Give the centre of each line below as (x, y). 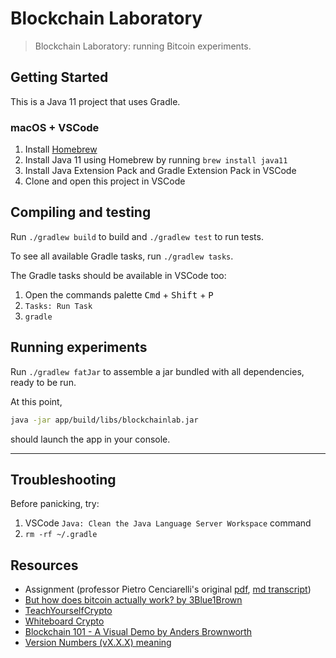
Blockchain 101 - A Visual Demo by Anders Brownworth (138, 632)
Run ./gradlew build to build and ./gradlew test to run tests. (137, 236)
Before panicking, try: (55, 504)
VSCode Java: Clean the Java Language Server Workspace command (168, 523)
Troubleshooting (63, 479)
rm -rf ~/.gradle (61, 535)
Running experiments (79, 347)
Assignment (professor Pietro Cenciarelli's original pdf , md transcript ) (168, 589)
